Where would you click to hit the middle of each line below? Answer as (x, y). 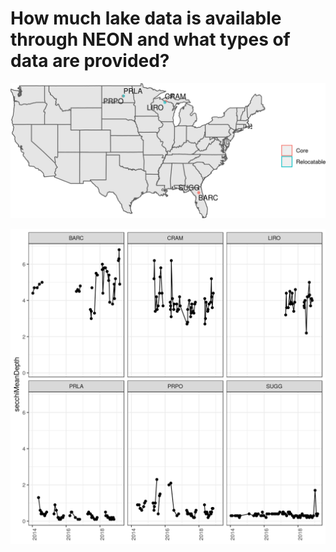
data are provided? (90, 61)
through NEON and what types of (150, 39)
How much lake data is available (146, 18)
